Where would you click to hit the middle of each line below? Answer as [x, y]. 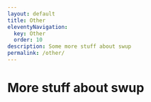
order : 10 [28, 40]
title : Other [27, 20]
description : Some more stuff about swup [69, 46]
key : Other [30, 33]
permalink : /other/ [36, 53]
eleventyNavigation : [38, 27]
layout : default [31, 14]
